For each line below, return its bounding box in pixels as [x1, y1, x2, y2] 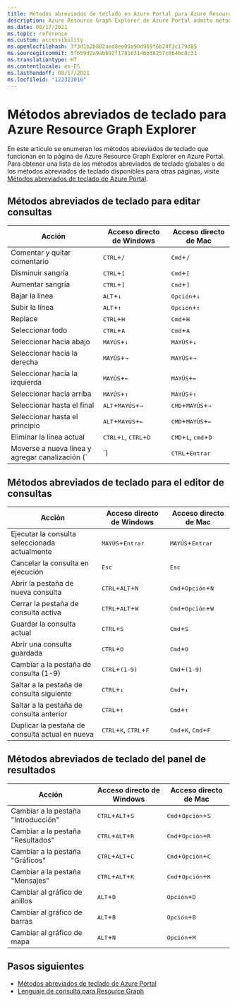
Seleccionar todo [11, 325, 68, 335]
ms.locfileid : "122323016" [7, 76, 87, 83]
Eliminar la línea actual [11, 432, 85, 442]
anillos [11, 895, 33, 905]
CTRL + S [101, 623, 124, 633]
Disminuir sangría [11, 268, 69, 278]
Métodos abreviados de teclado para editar [7, 195, 201, 207]
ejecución [11, 567, 44, 577]
